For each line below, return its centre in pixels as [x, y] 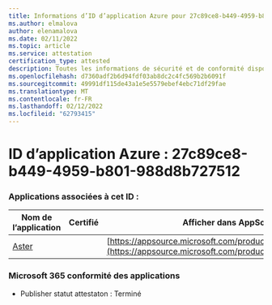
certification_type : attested [59, 62]
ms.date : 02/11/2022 [43, 39]
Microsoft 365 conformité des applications [94, 276]
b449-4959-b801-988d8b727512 [124, 172]
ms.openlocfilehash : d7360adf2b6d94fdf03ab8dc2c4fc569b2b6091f [117, 76]
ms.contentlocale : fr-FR [50, 99]
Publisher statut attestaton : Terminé [81, 294]
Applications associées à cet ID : [74, 197]
